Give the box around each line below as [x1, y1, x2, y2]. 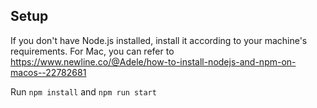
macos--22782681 [10, 66, 87, 78]
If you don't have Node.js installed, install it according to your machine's [10, 34, 308, 46]
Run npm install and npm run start [10, 85, 157, 98]
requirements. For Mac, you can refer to [10, 45, 175, 57]
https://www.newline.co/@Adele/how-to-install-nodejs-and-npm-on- [10, 55, 297, 68]
